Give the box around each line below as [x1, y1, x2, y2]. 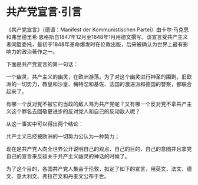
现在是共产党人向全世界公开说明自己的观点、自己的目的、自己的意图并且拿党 [6, 145, 192, 152]
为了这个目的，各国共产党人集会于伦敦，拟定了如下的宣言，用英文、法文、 [6, 165, 187, 172]
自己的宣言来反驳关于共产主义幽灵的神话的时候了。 [6, 153, 130, 160]
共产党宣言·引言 [6, 5, 82, 19]
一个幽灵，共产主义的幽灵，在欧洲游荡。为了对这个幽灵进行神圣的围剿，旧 [6, 73, 187, 80]
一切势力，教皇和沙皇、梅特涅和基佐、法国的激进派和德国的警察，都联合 [16, 80, 192, 87]
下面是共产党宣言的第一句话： [6, 60, 78, 68]
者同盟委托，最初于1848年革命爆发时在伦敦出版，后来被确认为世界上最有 [6, 41, 184, 48]
